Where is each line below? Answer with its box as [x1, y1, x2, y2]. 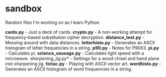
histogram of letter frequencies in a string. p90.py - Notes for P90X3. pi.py [5, 45, 159, 51]
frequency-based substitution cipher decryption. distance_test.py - [5, 34, 145, 40]
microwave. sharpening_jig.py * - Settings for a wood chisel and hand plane [5, 55, 160, 61]
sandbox [5, 3, 42, 14]
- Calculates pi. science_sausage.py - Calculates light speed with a [5, 50, 144, 56]
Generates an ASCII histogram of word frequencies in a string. [5, 66, 133, 72]
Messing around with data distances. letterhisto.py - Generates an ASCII [5, 39, 155, 45]
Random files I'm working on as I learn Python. [5, 19, 101, 25]
